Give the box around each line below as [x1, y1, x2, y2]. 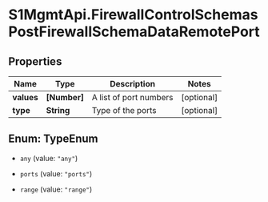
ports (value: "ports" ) [19, 168, 93, 178]
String [46, 105, 70, 115]
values [12, 92, 38, 103]
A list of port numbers [91, 92, 174, 103]
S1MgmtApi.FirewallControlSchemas [8, 6, 258, 24]
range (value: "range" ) [19, 184, 93, 194]
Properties [8, 55, 62, 68]
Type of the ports [91, 105, 157, 115]
